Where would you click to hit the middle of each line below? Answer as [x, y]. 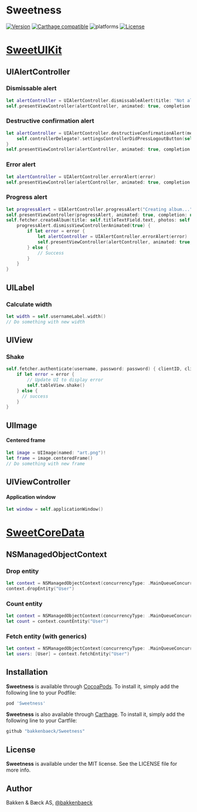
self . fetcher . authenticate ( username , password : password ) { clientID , [94, 369]
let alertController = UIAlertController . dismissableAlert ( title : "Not [95, 100]
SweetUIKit [34, 50]
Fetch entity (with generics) [46, 636]
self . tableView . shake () [56, 385]
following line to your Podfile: [41, 692]
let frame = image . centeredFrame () [50, 458]
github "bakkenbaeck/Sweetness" [45, 731]
